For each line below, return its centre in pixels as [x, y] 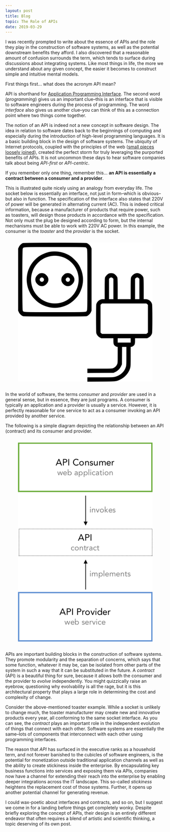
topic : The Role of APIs [31, 21]
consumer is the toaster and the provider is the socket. [63, 231]
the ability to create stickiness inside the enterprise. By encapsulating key [82, 766]
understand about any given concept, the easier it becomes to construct [81, 69]
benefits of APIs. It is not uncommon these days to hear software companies [85, 158]
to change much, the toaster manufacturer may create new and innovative [83, 713]
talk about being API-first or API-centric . [47, 163]
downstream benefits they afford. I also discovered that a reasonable [77, 53]
